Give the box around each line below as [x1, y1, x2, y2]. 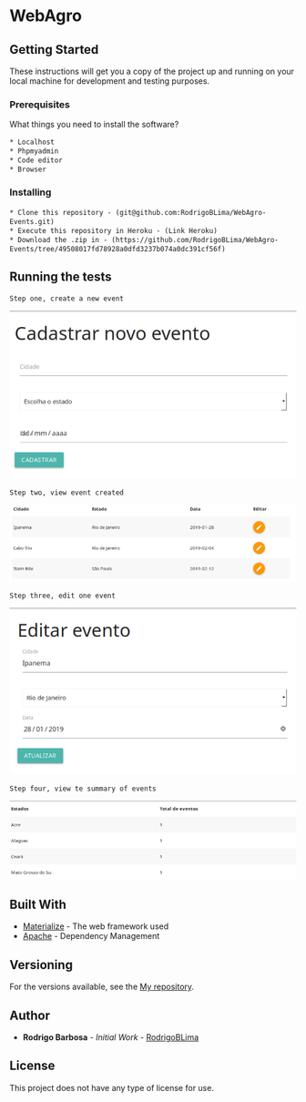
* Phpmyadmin [9, 147, 59, 156]
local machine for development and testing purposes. [9, 76, 210, 87]
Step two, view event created [9, 488, 125, 497]
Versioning [9, 957, 73, 973]
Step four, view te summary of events [9, 784, 157, 793]
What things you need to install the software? [9, 119, 179, 130]
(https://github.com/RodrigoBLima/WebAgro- [110, 235, 280, 244]
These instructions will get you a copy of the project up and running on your [9, 66, 294, 77]
